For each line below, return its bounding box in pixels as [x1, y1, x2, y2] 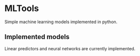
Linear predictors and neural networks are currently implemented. [4, 45, 136, 51]
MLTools [4, 3, 39, 14]
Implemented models [4, 33, 70, 41]
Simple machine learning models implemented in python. [4, 19, 118, 25]
